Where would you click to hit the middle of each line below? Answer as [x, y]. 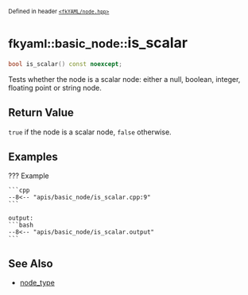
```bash [21, 225]
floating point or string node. [55, 87]
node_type [37, 283]
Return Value [41, 113]
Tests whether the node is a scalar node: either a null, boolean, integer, [124, 79]
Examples [33, 157]
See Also [31, 264]
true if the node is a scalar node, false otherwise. [90, 132]
